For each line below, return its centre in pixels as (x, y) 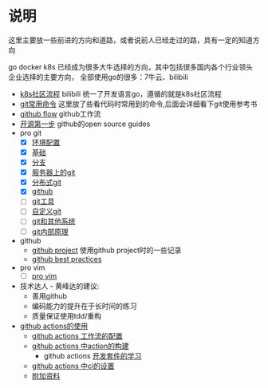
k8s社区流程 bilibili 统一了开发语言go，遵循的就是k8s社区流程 (120, 93)
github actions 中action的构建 (80, 346)
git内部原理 (50, 232)
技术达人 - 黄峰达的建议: (59, 286)
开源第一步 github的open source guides (85, 124)
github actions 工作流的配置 (77, 335)
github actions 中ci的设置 (73, 366)
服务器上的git (53, 172)
